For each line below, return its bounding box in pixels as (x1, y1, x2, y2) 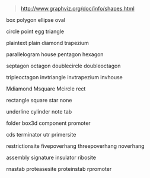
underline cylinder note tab (6, 108, 72, 115)
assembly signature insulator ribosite (6, 154, 97, 161)
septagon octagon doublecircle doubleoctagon (6, 62, 121, 69)
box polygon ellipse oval (6, 17, 66, 23)
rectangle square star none (6, 97, 72, 103)
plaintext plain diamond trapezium (6, 40, 89, 46)
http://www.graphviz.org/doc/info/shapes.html (20, 5, 135, 12)
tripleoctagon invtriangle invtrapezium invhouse (6, 74, 123, 80)
